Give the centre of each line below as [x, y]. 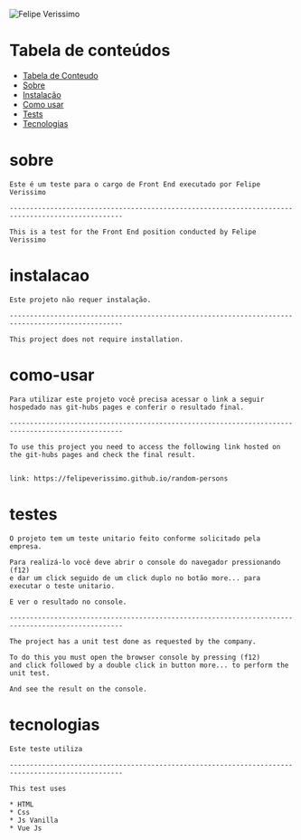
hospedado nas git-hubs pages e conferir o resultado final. [127, 407]
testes [33, 514]
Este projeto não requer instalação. [80, 300]
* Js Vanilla [34, 820]
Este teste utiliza [46, 749]
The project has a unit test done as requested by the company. [133, 641]
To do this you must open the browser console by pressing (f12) [135, 657]
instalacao [50, 276]
